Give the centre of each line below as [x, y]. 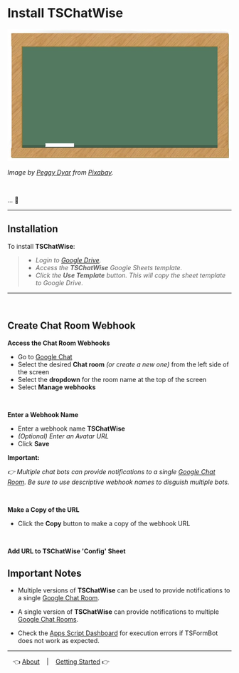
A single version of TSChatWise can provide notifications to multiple [118, 612]
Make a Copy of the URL [43, 509]
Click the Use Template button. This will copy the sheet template [131, 275]
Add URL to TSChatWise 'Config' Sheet [67, 551]
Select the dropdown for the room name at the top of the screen [112, 379]
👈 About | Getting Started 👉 [61, 662]
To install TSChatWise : [41, 246]
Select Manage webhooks [57, 387]
